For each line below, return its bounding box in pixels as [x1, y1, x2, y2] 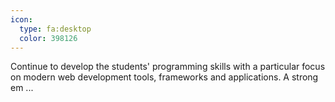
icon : [10, 14, 33, 25]
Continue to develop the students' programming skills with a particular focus [10, 61, 326, 73]
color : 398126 [19, 33, 78, 43]
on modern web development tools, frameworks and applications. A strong [10, 71, 319, 83]
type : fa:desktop [19, 24, 92, 34]
